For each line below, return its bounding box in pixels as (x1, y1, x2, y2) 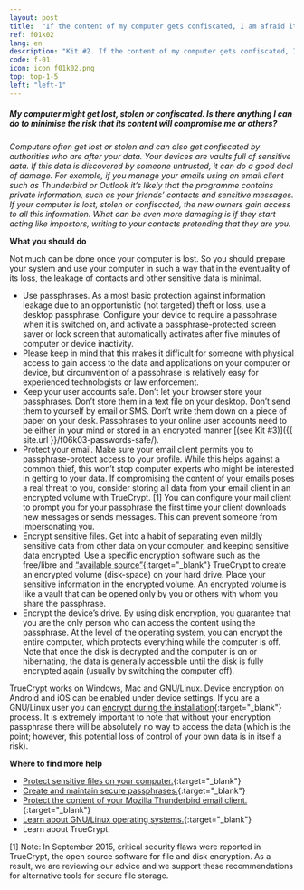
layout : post (9, 13, 59, 23)
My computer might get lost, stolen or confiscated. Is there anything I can (9, 109, 293, 120)
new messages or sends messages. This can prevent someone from (22, 511, 278, 522)
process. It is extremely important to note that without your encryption (9, 712, 271, 723)
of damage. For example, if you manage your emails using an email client (9, 169, 285, 181)
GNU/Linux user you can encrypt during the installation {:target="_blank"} (9, 702, 282, 713)
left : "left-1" (9, 81, 67, 90)
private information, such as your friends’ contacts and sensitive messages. (9, 189, 294, 200)
